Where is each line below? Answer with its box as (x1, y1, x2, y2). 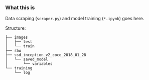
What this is (5, 4, 35, 11)
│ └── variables (5, 61, 53, 66)
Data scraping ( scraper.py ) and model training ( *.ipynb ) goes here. (5, 16, 144, 22)
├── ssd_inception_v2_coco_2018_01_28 (5, 52, 86, 58)
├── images (5, 35, 28, 40)
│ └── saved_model (5, 57, 49, 62)
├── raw (5, 48, 22, 53)
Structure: (5, 25, 26, 31)
